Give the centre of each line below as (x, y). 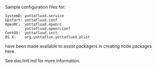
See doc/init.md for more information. (43, 61)
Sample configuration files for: (35, 7)
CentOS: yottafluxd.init (31, 33)
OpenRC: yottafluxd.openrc (34, 24)
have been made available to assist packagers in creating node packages (78, 46)
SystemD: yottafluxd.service (35, 16)
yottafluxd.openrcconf (47, 29)
